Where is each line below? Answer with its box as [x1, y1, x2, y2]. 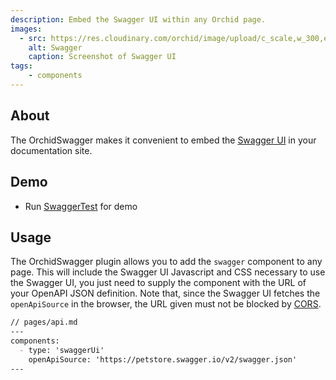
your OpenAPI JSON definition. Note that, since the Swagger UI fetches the [10, 287, 321, 300]
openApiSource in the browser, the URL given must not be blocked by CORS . [10, 298, 322, 310]
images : [10, 24, 43, 34]
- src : [19, 33, 47, 43]
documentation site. [10, 144, 93, 156]
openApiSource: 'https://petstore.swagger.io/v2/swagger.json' [28, 354, 298, 365]
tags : [10, 61, 33, 71]
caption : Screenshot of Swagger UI [28, 52, 177, 62]
